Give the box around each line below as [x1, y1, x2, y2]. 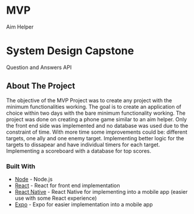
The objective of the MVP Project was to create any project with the [6, 96, 173, 104]
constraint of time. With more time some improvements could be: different [6, 128, 187, 136]
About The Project [6, 81, 76, 91]
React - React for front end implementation [14, 182, 120, 189]
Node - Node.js [14, 175, 53, 182]
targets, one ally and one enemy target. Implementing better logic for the [6, 134, 184, 141]
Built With [6, 162, 36, 170]
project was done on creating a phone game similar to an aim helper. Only [6, 115, 187, 122]
